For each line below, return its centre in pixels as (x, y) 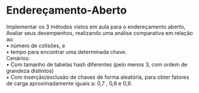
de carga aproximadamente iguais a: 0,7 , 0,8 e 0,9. (69, 83)
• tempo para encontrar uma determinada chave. (67, 52)
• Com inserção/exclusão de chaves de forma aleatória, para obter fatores (98, 77)
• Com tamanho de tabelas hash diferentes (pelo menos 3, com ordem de (97, 64)
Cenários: (18, 58)
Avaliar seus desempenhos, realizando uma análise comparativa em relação (99, 33)
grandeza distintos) (30, 70)
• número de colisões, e (36, 46)
